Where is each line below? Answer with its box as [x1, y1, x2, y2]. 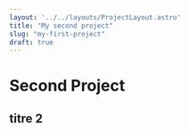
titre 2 [9, 111, 43, 126]
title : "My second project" [9, 21, 114, 30]
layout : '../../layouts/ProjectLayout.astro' [9, 12, 181, 22]
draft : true [9, 37, 53, 47]
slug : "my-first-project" [9, 29, 105, 38]
